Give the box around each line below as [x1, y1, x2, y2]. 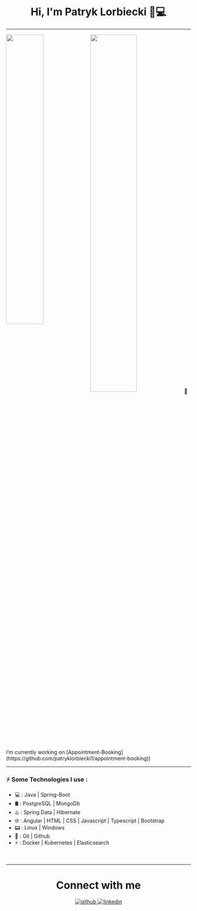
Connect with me [56, 879, 141, 892]
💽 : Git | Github [14, 832, 50, 839]
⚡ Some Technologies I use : [6, 775, 88, 783]
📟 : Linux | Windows [14, 824, 65, 831]
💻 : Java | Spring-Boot [14, 791, 70, 798]
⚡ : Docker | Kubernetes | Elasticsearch [14, 839, 110, 847]
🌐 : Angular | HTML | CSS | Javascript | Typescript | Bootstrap [14, 817, 165, 824]
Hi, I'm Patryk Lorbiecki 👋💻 [30, 5, 167, 19]
